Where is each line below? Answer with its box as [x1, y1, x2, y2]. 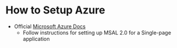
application [22, 35, 51, 42]
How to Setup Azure [5, 4, 105, 17]
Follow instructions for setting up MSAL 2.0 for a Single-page [22, 29, 172, 36]
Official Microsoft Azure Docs [14, 23, 86, 30]
